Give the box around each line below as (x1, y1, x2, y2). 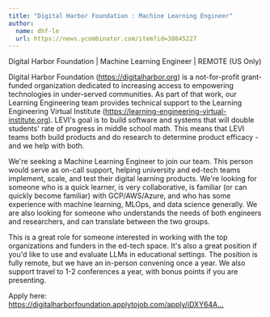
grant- (241, 72, 263, 82)
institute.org (8, 115, 49, 125)
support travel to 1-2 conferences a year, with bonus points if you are (8, 267, 238, 277)
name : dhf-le (15, 27, 60, 35)
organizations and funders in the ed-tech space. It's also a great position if (8, 241, 257, 251)
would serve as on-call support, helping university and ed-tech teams (8, 165, 241, 175)
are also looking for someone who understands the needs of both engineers (8, 208, 262, 218)
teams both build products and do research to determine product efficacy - (8, 133, 259, 142)
